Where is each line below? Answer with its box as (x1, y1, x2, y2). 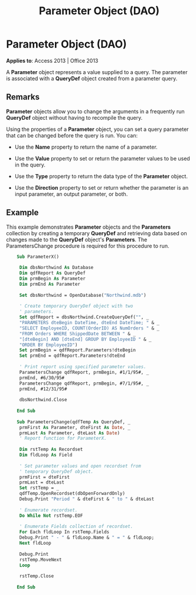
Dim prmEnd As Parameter (19, 281, 81, 287)
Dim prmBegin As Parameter (19, 276, 86, 282)
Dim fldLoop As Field (19, 452, 73, 458)
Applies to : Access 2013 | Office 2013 (6, 57, 99, 64)
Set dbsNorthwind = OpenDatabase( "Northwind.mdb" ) (19, 292, 146, 298)
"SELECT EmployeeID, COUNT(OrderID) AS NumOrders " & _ (19, 325, 160, 331)
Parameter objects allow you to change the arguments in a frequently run (6, 108, 185, 115)
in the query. (14, 161, 46, 168)
